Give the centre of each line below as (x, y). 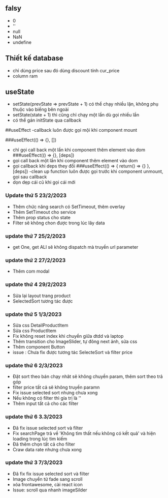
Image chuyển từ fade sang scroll (47, 479)
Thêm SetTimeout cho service (44, 212)
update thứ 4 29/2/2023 (36, 284)
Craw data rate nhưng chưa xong (47, 449)
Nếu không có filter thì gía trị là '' (47, 398)
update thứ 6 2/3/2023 (34, 365)
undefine (22, 42)
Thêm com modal (31, 271)
